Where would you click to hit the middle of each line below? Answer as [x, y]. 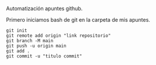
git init [17, 30]
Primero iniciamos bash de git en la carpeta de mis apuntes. [78, 20]
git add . [18, 51]
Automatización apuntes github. [44, 8]
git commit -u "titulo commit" [44, 56]
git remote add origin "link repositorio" [58, 36]
